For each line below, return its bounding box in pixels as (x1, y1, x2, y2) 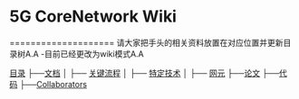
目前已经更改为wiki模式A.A (43, 48, 145, 59)
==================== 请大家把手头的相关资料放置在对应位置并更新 (9, 37, 284, 48)
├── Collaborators (19, 78, 88, 89)
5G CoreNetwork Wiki (9, 6, 177, 27)
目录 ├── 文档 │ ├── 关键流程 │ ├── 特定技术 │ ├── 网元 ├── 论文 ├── (9, 67, 280, 78)
